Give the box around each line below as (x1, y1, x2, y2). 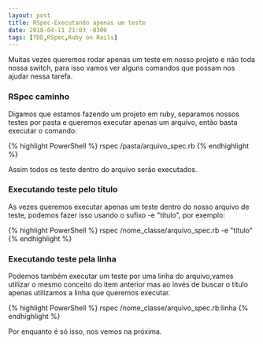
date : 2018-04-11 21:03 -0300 (8, 26, 108, 34)
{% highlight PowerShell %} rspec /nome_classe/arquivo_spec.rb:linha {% (8, 303, 249, 313)
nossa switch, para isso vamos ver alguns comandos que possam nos (8, 64, 235, 73)
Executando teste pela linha (8, 253, 117, 264)
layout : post (8, 11, 51, 20)
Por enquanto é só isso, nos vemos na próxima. (8, 327, 162, 336)
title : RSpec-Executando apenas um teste (8, 19, 146, 27)
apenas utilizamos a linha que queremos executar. (8, 288, 171, 298)
